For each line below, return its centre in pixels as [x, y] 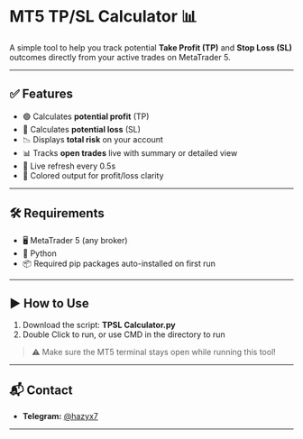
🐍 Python [39, 253]
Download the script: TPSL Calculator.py [99, 325]
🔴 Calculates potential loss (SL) [82, 129]
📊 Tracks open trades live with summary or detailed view [130, 152]
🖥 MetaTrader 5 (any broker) [75, 240]
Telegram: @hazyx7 [60, 416]
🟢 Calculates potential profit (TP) [86, 116]
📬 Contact [41, 390]
